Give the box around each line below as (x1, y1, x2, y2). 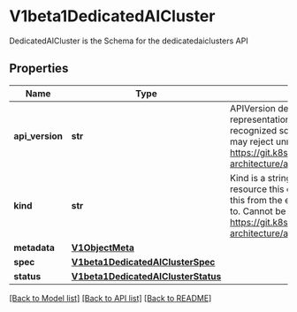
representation (229, 113, 292, 126)
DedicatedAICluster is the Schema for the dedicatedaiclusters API (9, 35, 249, 46)
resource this (229, 183, 285, 195)
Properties (9, 61, 69, 76)
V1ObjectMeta (71, 241, 135, 254)
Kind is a (229, 171, 266, 184)
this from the (229, 194, 283, 206)
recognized (229, 124, 278, 136)
